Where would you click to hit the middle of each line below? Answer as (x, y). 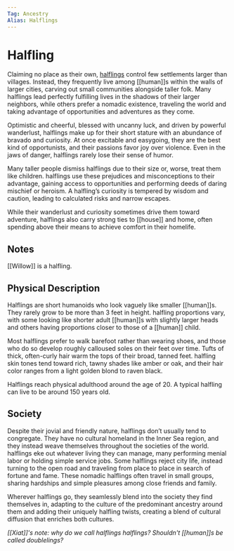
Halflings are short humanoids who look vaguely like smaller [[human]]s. (112, 305)
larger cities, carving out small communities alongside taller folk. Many (109, 89)
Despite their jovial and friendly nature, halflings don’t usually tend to (107, 431)
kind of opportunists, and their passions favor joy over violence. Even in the (117, 147)
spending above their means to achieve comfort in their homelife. (102, 227)
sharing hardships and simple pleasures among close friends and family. (112, 483)
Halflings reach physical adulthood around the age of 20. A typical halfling (115, 385)
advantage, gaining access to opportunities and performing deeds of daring (117, 184)
